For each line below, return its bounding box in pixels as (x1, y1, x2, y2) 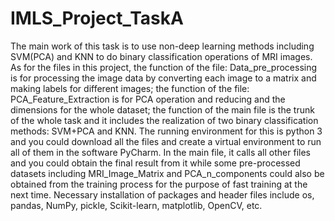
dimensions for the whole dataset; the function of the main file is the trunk (10, 103, 315, 116)
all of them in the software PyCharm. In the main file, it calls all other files (10, 146, 311, 158)
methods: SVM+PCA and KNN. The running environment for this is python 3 (10, 125, 323, 137)
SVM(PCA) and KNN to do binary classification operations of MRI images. (10, 50, 313, 62)
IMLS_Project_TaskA (10, 7, 184, 30)
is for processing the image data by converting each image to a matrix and (10, 72, 317, 84)
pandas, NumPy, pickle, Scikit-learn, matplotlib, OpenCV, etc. (10, 199, 263, 211)
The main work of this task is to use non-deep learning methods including (10, 40, 315, 52)
